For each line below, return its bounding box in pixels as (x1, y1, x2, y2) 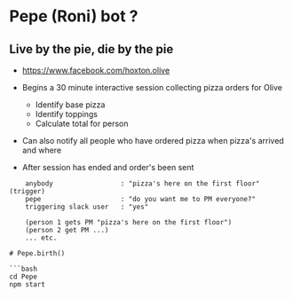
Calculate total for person (35, 118, 129, 129)
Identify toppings (35, 109, 98, 119)
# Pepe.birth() (9, 249, 66, 258)
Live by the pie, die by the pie (9, 42, 174, 57)
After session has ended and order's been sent (21, 162, 194, 172)
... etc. (25, 233, 58, 242)
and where (21, 145, 62, 155)
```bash (9, 264, 38, 273)
